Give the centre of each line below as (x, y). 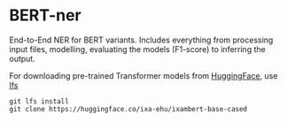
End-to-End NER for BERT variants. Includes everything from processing (141, 40)
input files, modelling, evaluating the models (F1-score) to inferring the (137, 49)
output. (22, 58)
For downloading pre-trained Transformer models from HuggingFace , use (143, 75)
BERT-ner (45, 15)
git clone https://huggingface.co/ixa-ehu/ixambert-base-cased (128, 109)
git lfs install (39, 101)
